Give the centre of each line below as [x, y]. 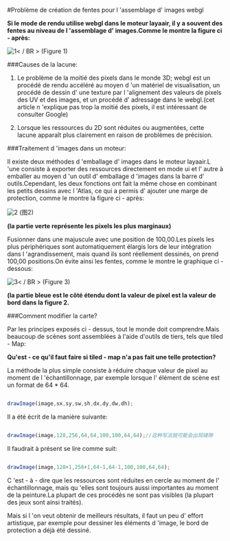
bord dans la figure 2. [38, 302]
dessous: [20, 268]
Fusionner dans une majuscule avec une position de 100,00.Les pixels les [111, 239]
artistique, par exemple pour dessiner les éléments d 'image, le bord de [108, 522]
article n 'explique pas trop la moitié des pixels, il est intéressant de [112, 107]
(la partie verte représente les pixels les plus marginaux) [89, 226]
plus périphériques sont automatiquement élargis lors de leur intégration [109, 246]
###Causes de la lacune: [42, 64]
